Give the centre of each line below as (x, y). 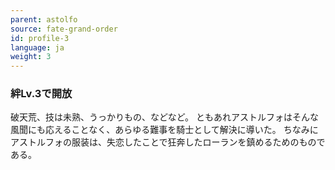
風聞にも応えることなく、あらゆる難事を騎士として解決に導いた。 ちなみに (164, 130)
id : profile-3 (40, 38)
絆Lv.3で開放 (41, 94)
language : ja (37, 47)
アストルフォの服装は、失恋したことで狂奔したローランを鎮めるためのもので (168, 142)
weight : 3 (31, 57)
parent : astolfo (44, 19)
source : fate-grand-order (64, 29)
